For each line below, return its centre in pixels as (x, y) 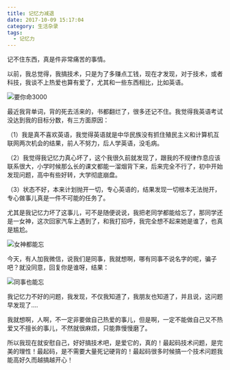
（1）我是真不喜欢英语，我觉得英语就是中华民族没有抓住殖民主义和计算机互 (113, 135)
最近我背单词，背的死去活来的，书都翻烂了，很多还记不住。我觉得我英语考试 (115, 112)
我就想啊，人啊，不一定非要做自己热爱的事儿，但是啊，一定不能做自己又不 (112, 320)
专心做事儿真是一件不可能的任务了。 (58, 198)
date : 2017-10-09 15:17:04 (46, 20)
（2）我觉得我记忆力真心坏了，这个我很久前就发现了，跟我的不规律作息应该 (114, 158)
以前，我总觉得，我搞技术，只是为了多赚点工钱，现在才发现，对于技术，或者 (115, 74)
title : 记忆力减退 (31, 13)
